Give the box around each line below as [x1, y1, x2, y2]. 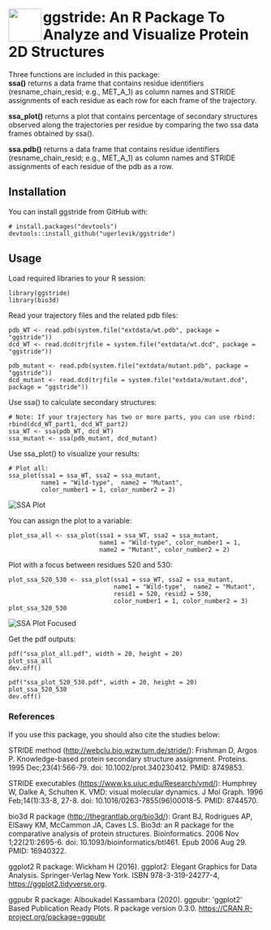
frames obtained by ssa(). [8, 128, 95, 138]
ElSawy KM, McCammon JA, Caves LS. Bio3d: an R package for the [8, 819, 234, 829]
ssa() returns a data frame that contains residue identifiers [8, 78, 204, 88]
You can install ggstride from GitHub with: [8, 206, 148, 216]
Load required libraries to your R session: [8, 273, 146, 283]
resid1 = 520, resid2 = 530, [113, 589, 213, 598]
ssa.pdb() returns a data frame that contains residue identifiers [8, 144, 221, 154]
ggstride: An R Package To [43, 8, 226, 27]
